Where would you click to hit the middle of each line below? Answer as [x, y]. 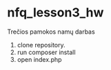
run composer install [46, 52]
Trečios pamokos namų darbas [51, 32]
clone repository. [41, 45]
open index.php [39, 59]
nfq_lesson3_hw [55, 13]
